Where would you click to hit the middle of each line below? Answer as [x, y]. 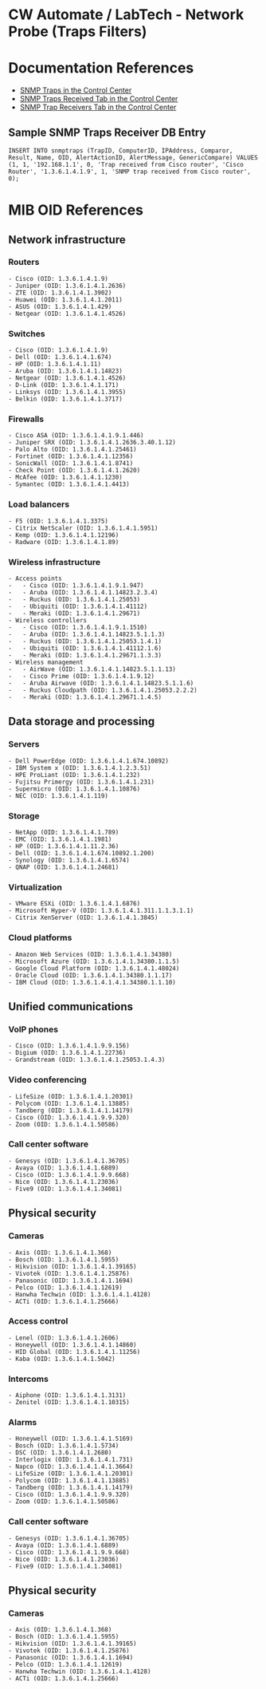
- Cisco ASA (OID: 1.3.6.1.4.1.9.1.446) [76, 436]
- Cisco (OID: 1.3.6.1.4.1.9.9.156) [69, 1046]
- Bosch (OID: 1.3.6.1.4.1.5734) [64, 1446]
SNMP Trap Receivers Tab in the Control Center [98, 107]
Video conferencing [48, 1080]
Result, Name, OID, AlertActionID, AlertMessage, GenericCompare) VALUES [133, 157]
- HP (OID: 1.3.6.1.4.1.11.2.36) [64, 846]
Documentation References [101, 68]
